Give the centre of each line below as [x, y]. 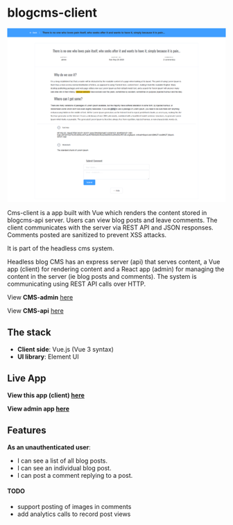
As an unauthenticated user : [49, 447]
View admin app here [38, 408]
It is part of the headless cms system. [61, 248]
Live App [27, 378]
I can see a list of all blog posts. [62, 461]
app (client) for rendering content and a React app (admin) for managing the [116, 269]
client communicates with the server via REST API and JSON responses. [110, 227]
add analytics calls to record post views [74, 514]
